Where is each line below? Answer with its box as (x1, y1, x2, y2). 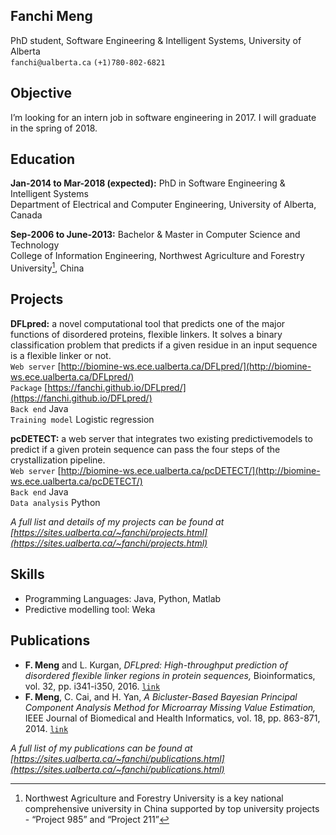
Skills (10, 566, 45, 583)
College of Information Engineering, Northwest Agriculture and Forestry (10, 250, 305, 262)
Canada (10, 209, 43, 221)
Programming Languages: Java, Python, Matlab (24, 592, 222, 604)
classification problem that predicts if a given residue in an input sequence (10, 339, 318, 351)
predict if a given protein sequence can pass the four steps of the (10, 443, 281, 455)
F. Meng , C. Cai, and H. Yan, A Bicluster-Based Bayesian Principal (24, 690, 298, 703)
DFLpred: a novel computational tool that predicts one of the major (10, 317, 286, 329)
